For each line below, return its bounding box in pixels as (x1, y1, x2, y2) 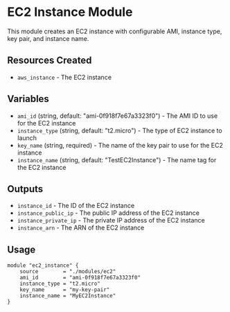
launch (17, 133, 37, 142)
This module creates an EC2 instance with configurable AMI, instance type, (7, 27, 222, 35)
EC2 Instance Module (7, 4, 133, 20)
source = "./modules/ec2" (19, 268, 116, 275)
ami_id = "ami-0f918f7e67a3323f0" (19, 275, 141, 281)
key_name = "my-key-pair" (19, 286, 110, 293)
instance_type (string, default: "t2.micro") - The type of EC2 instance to (17, 126, 223, 135)
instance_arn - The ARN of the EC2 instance (17, 223, 145, 232)
